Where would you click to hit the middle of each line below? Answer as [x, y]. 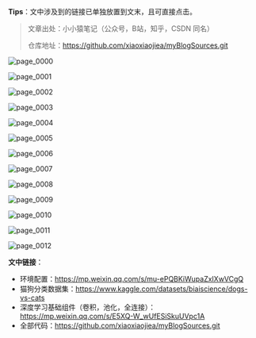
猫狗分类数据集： [48, 289]
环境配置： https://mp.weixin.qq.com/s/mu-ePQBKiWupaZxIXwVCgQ [132, 279]
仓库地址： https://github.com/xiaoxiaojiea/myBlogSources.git [128, 45]
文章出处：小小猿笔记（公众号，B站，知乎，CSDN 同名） [120, 29]
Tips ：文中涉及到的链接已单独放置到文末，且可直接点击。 [102, 12]
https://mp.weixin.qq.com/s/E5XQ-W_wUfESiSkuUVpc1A [112, 316]
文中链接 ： [26, 262]
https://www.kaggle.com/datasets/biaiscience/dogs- [161, 289]
